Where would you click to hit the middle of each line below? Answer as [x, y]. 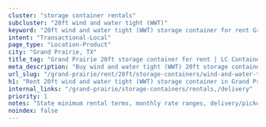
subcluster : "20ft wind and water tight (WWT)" [88, 23]
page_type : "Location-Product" [60, 45]
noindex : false [33, 111]
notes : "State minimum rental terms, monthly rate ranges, [108, 103]
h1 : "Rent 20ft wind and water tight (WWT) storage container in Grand [129, 81]
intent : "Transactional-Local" [60, 37]
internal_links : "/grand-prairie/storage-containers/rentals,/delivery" [131, 89]
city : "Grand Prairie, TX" [53, 52]
